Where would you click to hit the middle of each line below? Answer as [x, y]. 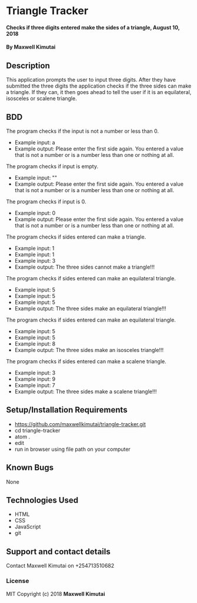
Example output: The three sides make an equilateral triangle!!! [90, 309]
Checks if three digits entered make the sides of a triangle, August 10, [93, 27]
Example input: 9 [35, 379]
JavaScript [28, 527]
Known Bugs [30, 468]
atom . [22, 437]
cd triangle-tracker [37, 430]
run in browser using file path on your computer [72, 449]
